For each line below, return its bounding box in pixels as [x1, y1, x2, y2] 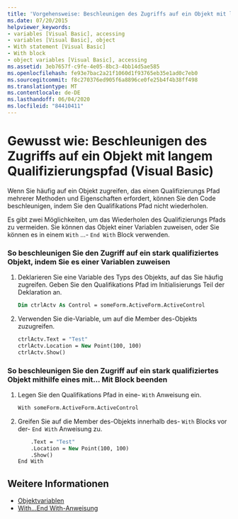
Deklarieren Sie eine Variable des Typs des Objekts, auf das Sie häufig [17, 273, 223, 282]
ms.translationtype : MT [7, 83, 78, 90]
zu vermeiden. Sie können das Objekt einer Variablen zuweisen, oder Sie [7, 222, 220, 231]
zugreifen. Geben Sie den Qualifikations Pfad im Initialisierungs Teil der [17, 280, 225, 289]
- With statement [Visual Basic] [7, 43, 106, 50]
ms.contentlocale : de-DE [7, 89, 81, 96]
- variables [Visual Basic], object [7, 37, 115, 44]
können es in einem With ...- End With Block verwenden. [7, 230, 170, 239]
